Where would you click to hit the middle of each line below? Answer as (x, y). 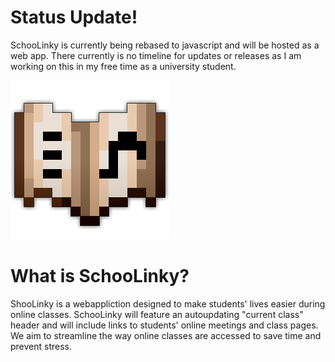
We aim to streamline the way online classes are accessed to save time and (166, 335)
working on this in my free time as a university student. (123, 66)
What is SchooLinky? (100, 276)
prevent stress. (41, 346)
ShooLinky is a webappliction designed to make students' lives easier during (168, 303)
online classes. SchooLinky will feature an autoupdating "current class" (157, 314)
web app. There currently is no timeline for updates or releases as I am (156, 55)
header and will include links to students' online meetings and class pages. (164, 325)
